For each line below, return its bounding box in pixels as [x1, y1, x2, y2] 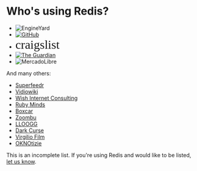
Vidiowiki [15, 88, 38, 95]
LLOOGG [15, 120, 38, 127]
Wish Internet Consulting [15, 94, 78, 102]
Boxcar [15, 107, 34, 114]
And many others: [6, 69, 51, 77]
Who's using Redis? [6, 4, 109, 18]
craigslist [15, 37, 60, 52]
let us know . [6, 158, 37, 165]
